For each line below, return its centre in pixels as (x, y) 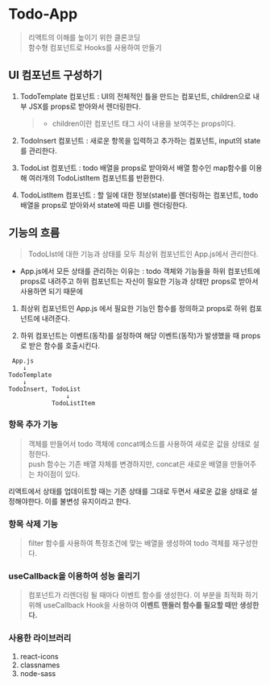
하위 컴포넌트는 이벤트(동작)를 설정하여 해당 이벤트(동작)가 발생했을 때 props (140, 335)
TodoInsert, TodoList (45, 389)
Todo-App (43, 14)
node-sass (38, 673)
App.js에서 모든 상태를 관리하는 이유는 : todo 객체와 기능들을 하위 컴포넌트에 (140, 271)
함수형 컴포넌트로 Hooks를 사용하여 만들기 (95, 47)
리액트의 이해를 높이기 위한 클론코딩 (84, 37)
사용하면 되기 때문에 (51, 291)
